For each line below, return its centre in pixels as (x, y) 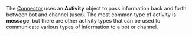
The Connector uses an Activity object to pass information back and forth (96, 8)
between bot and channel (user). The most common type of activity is (91, 15)
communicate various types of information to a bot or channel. (82, 27)
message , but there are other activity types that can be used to (83, 21)
